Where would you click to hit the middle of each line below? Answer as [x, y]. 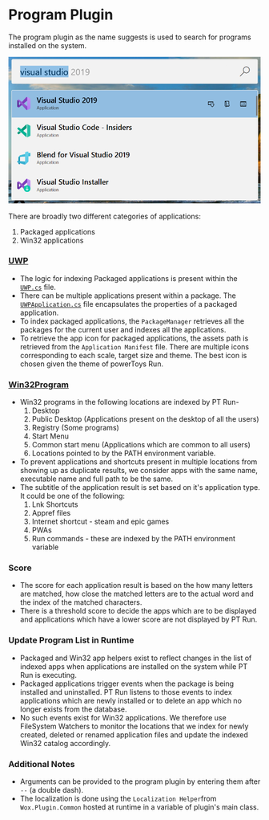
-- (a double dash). [52, 790]
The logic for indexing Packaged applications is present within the [128, 278]
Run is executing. [48, 675]
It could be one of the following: [72, 496]
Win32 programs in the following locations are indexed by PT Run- [129, 402]
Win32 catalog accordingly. [65, 743]
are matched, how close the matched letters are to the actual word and [137, 594]
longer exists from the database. [73, 709]
